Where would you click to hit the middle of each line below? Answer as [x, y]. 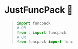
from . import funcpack [42, 32]
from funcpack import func [45, 42]
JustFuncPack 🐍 [39, 10]
